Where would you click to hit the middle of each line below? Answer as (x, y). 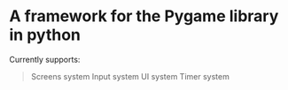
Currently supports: (45, 59)
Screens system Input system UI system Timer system (130, 76)
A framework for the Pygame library (144, 16)
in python (45, 35)
